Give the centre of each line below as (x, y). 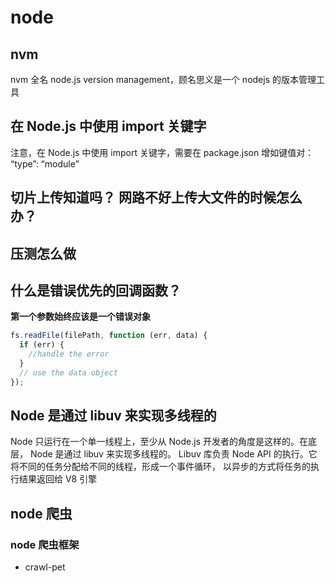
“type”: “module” (45, 163)
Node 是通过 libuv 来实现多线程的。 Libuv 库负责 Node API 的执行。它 (173, 454)
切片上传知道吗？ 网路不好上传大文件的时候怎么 (156, 197)
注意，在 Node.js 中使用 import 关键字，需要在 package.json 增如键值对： (162, 152)
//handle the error (69, 354)
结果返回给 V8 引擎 (58, 479)
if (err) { (42, 345)
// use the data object (68, 372)
